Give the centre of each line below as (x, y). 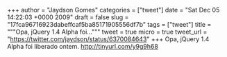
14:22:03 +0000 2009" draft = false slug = (68, 17)
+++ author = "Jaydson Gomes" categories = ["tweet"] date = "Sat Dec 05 (113, 10)
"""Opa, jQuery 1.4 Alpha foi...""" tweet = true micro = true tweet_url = (107, 32)
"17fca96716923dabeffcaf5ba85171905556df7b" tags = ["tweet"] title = (109, 24)
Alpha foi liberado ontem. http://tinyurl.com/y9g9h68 (83, 46)
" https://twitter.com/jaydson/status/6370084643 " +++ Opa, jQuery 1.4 (108, 39)
